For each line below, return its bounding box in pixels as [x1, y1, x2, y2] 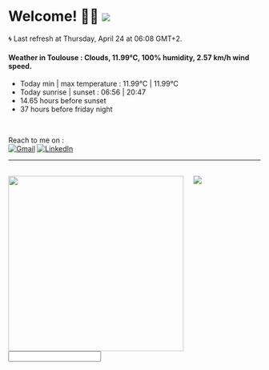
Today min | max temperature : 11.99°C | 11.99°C [19, 79, 179, 89]
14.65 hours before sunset [19, 96, 106, 106]
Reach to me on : [8, 135, 64, 145]
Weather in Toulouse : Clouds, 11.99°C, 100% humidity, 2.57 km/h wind [8, 52, 250, 62]
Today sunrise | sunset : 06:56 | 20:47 [19, 87, 147, 97]
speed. [8, 61, 32, 70]
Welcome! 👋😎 [8, 7, 99, 26]
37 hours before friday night [19, 104, 114, 115]
